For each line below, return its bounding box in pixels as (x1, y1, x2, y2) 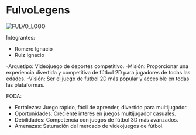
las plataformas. (6, 81, 45, 88)
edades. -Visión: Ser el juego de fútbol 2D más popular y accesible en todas (6, 75, 190, 82)
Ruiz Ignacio (14, 51, 45, 58)
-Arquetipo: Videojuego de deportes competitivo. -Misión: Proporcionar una (6, 62, 189, 70)
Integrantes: (6, 34, 35, 41)
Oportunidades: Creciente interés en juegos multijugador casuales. (14, 110, 177, 117)
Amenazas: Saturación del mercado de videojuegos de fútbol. (14, 122, 164, 129)
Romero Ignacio (14, 45, 53, 52)
